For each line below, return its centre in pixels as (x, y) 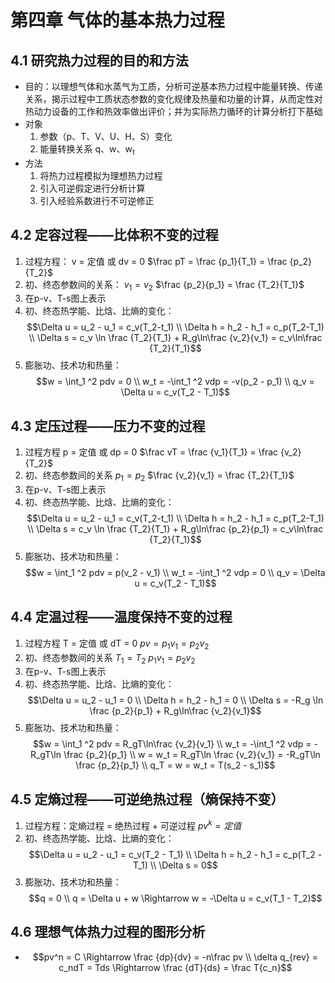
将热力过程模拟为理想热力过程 (101, 175)
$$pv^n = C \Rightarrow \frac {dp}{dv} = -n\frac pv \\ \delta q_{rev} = (175, 957)
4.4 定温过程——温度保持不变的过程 (121, 617)
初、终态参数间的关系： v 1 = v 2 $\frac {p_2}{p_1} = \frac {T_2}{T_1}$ (164, 285)
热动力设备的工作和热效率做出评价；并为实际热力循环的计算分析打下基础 (173, 111)
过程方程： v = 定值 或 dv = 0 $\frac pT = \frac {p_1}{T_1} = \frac (156, 261)
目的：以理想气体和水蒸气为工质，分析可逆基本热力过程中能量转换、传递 (173, 86)
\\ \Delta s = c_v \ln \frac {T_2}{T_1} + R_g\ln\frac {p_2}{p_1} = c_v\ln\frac (175, 529)
